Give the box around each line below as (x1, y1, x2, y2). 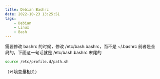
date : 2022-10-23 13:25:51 (5, 12, 60, 16)
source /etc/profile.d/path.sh (5, 59, 69, 64)
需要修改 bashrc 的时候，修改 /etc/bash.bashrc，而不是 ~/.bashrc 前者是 (5, 44, 151, 49)
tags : (5, 16, 16, 21)
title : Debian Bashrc (5, 7, 49, 12)
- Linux (14, 25, 29, 30)
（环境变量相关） (5, 68, 40, 74)
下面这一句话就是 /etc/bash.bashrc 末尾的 (18, 49, 102, 55)
